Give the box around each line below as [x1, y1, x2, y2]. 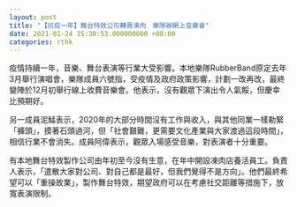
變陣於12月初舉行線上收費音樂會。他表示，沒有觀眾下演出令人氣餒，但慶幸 [9, 85, 281, 95]
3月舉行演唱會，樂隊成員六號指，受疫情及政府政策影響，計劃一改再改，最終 [9, 74, 286, 85]
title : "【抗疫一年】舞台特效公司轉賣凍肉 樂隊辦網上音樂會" [9, 21, 209, 30]
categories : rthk [9, 37, 73, 47]
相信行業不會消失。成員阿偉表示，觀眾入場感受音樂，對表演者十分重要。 [9, 137, 272, 147]
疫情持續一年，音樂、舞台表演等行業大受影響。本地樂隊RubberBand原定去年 [9, 63, 287, 73]
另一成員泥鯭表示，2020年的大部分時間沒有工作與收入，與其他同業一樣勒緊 [9, 115, 285, 125]
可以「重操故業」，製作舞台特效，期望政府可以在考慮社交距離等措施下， [16, 177, 277, 188]
